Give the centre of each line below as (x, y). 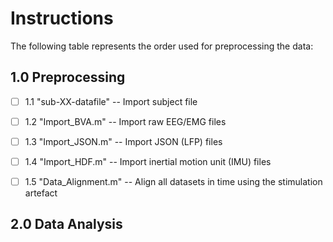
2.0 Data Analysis (66, 224)
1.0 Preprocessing (68, 77)
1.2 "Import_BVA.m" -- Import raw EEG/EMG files (125, 121)
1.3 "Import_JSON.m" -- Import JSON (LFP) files (123, 141)
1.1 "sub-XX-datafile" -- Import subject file (111, 101)
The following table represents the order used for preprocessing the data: (162, 46)
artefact (41, 193)
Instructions (62, 18)
